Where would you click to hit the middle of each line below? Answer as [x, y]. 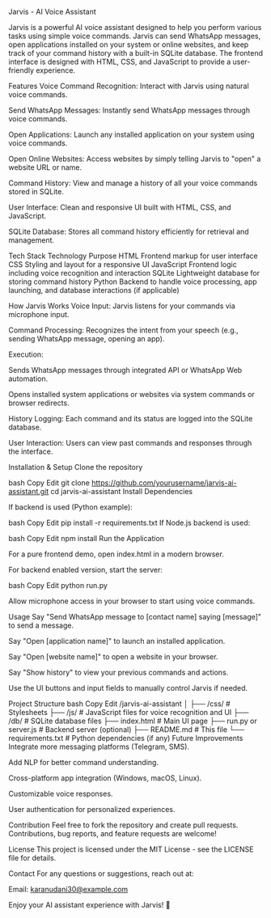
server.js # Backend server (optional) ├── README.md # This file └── [127, 730]
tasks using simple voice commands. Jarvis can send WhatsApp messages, [135, 36]
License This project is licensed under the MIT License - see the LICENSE [131, 849]
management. [32, 240]
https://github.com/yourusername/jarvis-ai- [164, 483]
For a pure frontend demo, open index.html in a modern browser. [116, 554]
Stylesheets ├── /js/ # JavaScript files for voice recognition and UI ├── [129, 712]
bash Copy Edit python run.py [58, 585]
